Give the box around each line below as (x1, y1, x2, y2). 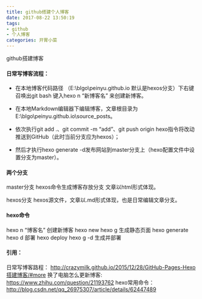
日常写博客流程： (6, 69, 49, 77)
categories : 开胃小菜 (6, 37, 58, 43)
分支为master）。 (20, 153, 63, 161)
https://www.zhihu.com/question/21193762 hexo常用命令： (6, 278, 155, 286)
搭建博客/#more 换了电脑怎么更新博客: (6, 271, 102, 278)
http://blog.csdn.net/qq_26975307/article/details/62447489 (6, 286, 156, 293)
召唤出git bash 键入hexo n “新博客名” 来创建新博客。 (15, 92, 147, 99)
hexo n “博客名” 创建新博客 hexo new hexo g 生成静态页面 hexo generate (6, 226, 189, 233)
